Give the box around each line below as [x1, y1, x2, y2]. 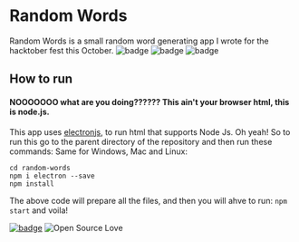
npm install [9, 179, 54, 189]
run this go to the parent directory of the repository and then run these [9, 136, 273, 147]
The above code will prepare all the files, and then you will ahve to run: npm [9, 195, 288, 206]
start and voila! [9, 205, 69, 216]
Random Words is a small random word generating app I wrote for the [9, 35, 269, 46]
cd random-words [9, 163, 71, 172]
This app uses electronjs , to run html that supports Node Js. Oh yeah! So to [9, 126, 291, 137]
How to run [9, 72, 73, 87]
